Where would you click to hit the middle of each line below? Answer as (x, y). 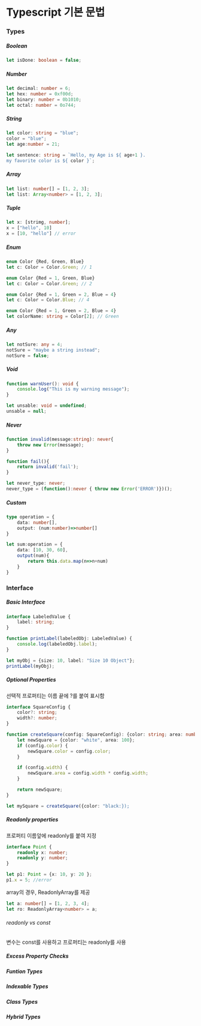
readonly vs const (28, 923)
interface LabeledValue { (38, 616)
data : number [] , (37, 523)
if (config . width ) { (42, 768)
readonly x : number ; (42, 853)
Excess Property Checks (37, 956)
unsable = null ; (26, 412)
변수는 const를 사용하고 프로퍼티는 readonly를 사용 (66, 942)
